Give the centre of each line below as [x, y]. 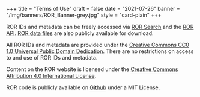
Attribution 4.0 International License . [51, 76]
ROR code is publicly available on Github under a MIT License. [83, 87]
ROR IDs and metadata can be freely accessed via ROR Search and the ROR [100, 27]
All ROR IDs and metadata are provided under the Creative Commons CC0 [98, 45]
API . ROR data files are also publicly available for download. [80, 33]
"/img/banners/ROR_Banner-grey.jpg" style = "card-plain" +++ [84, 15]
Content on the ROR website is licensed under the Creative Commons [92, 69]
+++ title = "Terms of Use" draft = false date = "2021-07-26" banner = [93, 9]
